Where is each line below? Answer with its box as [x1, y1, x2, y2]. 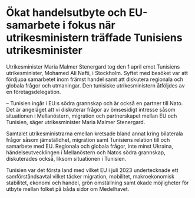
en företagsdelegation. [6, 88, 61, 95]
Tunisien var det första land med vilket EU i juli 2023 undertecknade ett [6, 166, 179, 174]
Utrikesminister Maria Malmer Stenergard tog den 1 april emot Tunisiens [6, 63, 180, 70]
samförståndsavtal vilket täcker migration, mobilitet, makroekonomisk [6, 173, 175, 180]
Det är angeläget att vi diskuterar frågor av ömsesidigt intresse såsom [6, 106, 176, 113]
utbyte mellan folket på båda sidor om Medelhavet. [6, 185, 130, 192]
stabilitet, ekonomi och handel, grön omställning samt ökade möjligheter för [6, 179, 189, 186]
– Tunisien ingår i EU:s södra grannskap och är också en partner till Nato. [6, 99, 183, 106]
